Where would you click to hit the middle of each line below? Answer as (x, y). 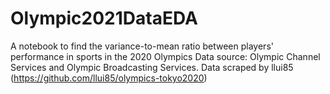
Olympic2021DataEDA (104, 18)
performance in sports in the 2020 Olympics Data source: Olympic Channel (165, 56)
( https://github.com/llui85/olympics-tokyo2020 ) (109, 78)
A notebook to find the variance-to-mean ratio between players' (142, 46)
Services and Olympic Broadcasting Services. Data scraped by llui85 (152, 67)
